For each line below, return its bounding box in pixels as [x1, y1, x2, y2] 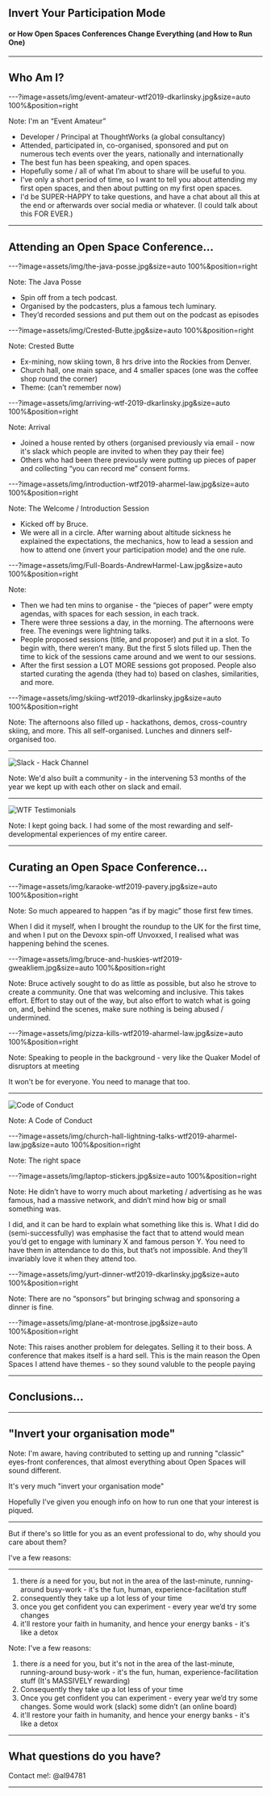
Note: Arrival [8, 423, 51, 432]
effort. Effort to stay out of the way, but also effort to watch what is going [8, 996, 251, 1005]
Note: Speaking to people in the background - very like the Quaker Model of [8, 1053, 261, 1063]
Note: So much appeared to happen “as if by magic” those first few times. [8, 906, 254, 916]
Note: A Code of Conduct [8, 1116, 93, 1126]
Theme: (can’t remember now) [19, 382, 122, 392]
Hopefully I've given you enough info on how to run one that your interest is [8, 1497, 260, 1506]
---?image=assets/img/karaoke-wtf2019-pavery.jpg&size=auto [8, 882, 218, 892]
